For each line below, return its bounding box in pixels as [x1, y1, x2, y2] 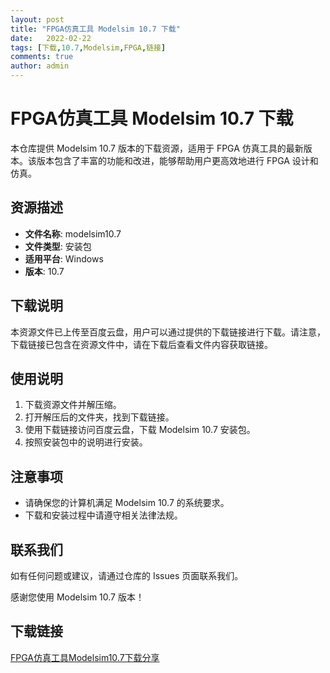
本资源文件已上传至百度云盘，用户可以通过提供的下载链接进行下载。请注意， [10, 326, 326, 338]
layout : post [10, 14, 65, 25]
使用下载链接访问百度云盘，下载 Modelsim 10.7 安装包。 [24, 424, 256, 436]
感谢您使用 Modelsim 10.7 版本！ [10, 591, 145, 603]
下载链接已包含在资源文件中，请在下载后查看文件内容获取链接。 [10, 338, 273, 350]
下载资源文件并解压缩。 [24, 399, 122, 411]
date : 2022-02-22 [10, 33, 92, 43]
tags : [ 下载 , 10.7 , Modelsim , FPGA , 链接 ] [10, 42, 167, 53]
